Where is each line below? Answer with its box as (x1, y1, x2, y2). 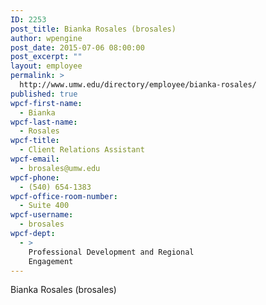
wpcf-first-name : (10, 98, 83, 108)
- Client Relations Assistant (19, 145, 145, 155)
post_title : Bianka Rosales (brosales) (10, 24, 177, 34)
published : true (10, 89, 78, 99)
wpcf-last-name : (10, 117, 78, 127)
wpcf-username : (10, 210, 74, 220)
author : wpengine (10, 33, 83, 43)
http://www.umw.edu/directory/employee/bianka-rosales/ (19, 80, 257, 90)
